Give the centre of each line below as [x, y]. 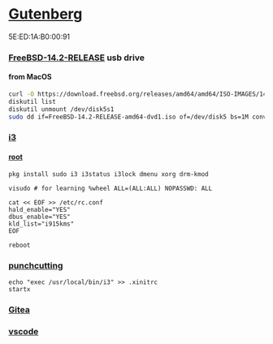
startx [19, 289]
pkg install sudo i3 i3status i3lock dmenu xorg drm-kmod [108, 174]
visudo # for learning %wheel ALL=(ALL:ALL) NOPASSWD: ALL [110, 188]
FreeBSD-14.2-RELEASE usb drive [76, 58]
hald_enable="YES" [39, 209]
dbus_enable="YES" [39, 217]
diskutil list [32, 101]
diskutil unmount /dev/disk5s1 [61, 109]
